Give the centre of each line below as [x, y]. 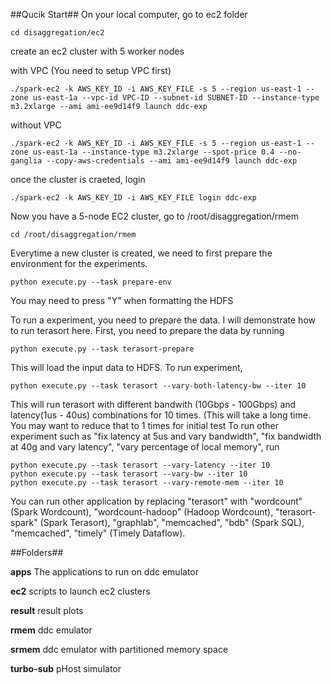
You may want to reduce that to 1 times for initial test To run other [144, 425]
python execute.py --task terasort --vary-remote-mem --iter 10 [147, 483]
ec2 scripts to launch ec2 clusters [80, 591]
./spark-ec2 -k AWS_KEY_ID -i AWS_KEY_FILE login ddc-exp [133, 198]
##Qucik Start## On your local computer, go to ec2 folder [129, 14]
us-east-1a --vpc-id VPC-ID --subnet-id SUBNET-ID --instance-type [176, 98]
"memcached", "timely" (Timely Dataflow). [98, 533]
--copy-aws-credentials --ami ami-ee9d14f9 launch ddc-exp [172, 161]
